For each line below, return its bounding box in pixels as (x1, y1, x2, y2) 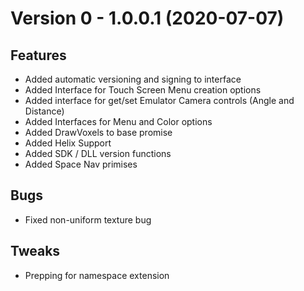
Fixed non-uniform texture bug (24, 213, 152, 226)
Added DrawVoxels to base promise (24, 127, 173, 138)
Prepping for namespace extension (24, 269, 170, 281)
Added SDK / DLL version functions (24, 148, 172, 159)
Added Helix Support (24, 137, 112, 149)
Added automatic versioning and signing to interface (24, 73, 242, 85)
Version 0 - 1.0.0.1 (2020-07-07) (10, 7, 285, 30)
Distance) (24, 105, 65, 117)
